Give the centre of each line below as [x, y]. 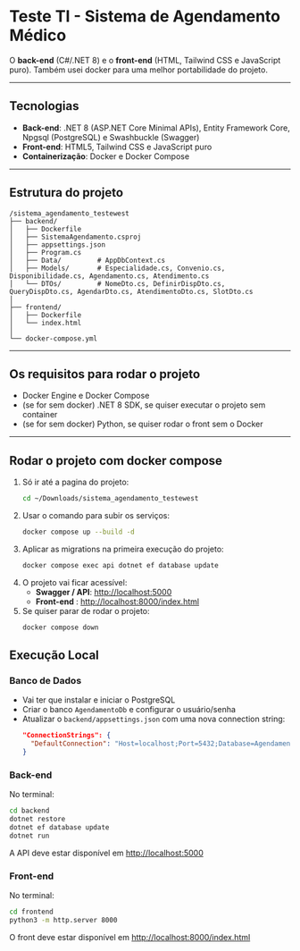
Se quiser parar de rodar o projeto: [86, 610]
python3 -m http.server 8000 [63, 920]
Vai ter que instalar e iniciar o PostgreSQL [99, 700]
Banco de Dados [46, 681]
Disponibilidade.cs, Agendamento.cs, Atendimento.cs [109, 276]
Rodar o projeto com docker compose [116, 461]
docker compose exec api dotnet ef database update [120, 565]
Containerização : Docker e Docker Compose [106, 156]
